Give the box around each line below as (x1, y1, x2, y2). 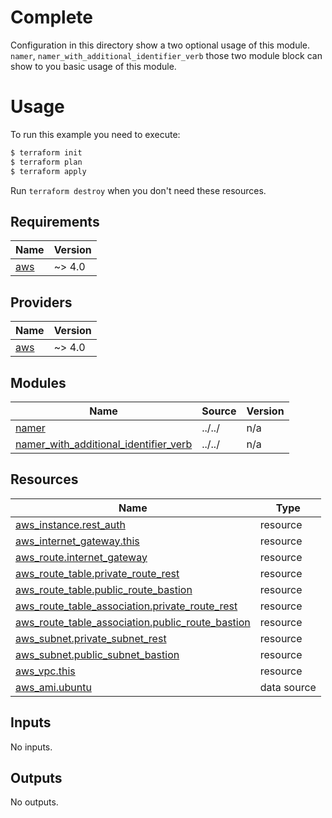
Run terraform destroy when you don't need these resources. (10, 184, 267, 196)
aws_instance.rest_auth (15, 517, 126, 531)
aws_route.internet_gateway (15, 550, 148, 564)
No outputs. (10, 796, 59, 808)
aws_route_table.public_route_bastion (15, 582, 193, 596)
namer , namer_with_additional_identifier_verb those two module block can (10, 49, 323, 61)
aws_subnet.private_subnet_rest (15, 631, 167, 645)
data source (259, 680, 317, 694)
